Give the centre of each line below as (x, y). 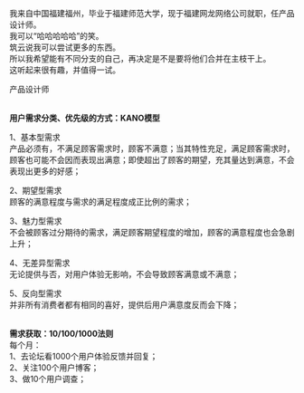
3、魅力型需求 (36, 221)
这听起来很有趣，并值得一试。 (65, 70)
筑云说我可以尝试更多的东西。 (65, 47)
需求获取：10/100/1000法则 (62, 334)
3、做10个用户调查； (48, 379)
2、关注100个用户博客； (54, 368)
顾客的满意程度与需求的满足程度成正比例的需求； (100, 201)
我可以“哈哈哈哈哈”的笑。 (57, 36)
